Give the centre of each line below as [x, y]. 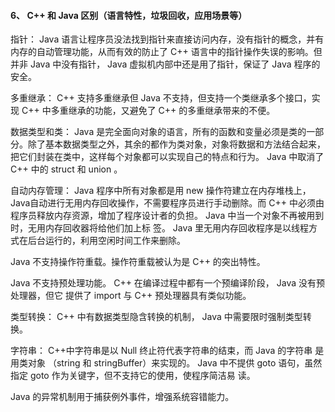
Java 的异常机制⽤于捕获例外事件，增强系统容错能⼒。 [122, 397]
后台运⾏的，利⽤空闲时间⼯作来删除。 [106, 241]
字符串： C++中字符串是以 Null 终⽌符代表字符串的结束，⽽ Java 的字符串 [161, 351]
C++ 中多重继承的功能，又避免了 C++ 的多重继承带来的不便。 [148, 111]
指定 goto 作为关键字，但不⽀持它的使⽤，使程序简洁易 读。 [133, 376]
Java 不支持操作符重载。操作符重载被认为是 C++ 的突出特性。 [138, 262]
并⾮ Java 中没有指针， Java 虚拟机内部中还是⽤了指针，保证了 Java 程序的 [165, 64]
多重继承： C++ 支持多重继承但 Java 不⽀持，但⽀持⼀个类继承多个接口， [161, 98]
